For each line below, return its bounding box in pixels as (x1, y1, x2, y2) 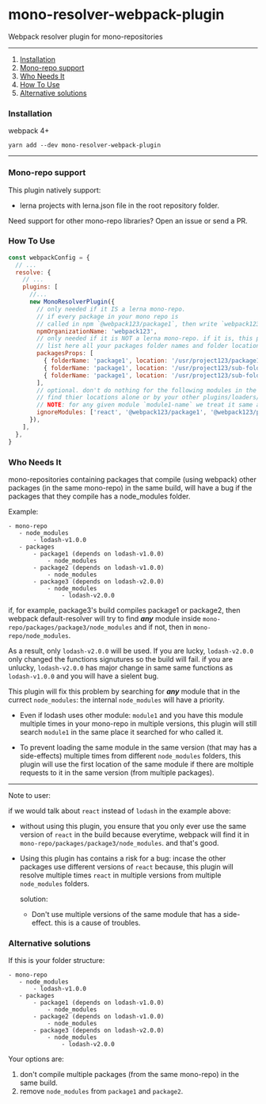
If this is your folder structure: (8, 956, 105, 965)
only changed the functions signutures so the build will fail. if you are (8, 654, 234, 663)
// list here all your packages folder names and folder (36, 342, 228, 350)
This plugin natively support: (8, 185, 101, 195)
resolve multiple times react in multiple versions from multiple (19, 870, 222, 880)
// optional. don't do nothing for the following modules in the (36, 386, 257, 394)
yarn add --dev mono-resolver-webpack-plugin (8, 141, 161, 150)
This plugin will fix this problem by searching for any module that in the (8, 686, 241, 696)
